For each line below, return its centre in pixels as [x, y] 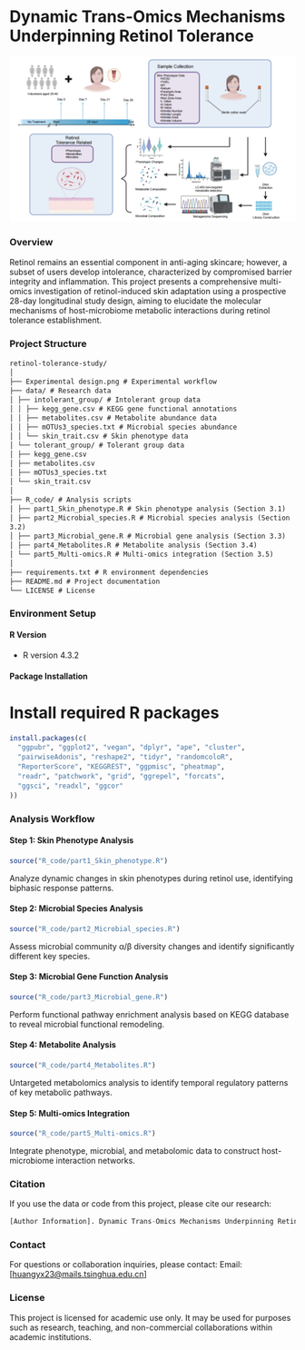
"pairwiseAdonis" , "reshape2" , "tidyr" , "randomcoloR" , [125, 757]
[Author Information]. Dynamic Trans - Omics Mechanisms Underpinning [142, 1222]
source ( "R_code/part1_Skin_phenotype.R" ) [89, 860]
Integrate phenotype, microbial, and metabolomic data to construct [135, 1151]
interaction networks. [96, 1161]
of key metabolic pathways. [61, 1092]
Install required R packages [114, 713]
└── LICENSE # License [52, 591]
